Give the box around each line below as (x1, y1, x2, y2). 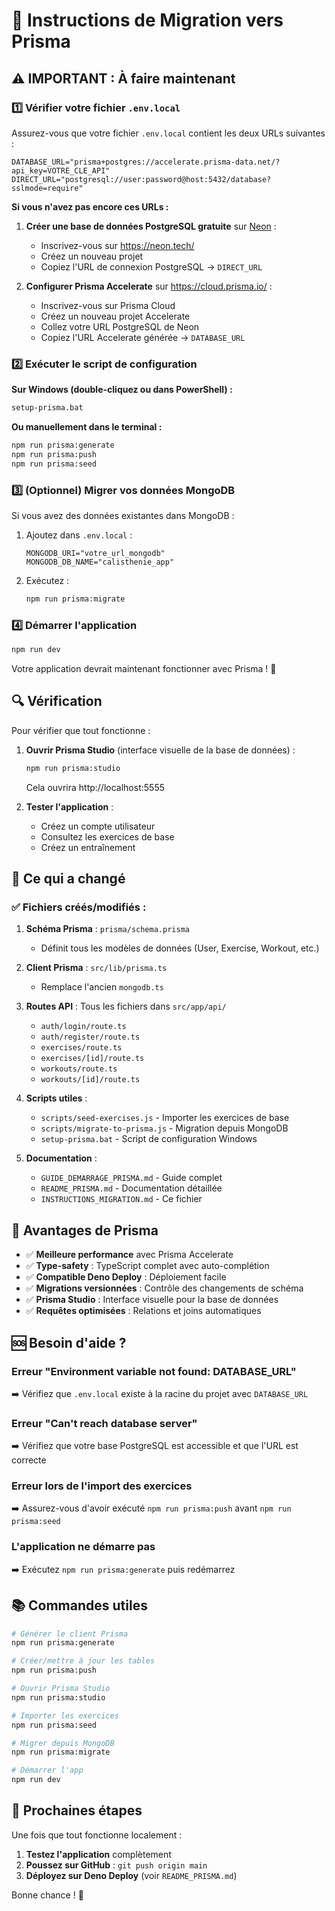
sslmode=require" (11, 183, 84, 193)
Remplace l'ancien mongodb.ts (40, 981, 164, 993)
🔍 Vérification (11, 693, 103, 710)
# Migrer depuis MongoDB (11, 1738, 115, 1748)
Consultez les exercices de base (40, 830, 175, 843)
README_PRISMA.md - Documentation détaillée (40, 1182, 223, 1194)
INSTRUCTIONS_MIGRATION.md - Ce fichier (40, 1193, 203, 1205)
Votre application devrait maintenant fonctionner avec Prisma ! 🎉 (11, 663, 277, 675)
